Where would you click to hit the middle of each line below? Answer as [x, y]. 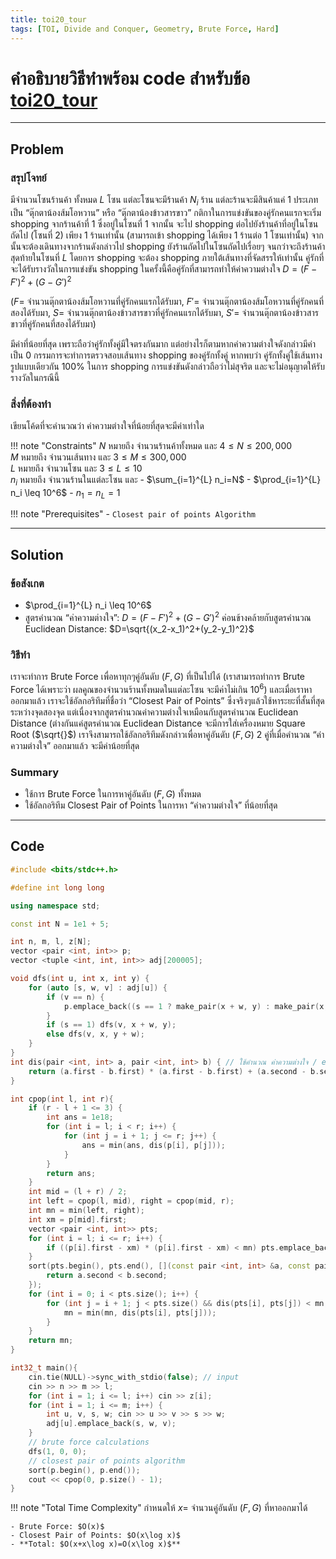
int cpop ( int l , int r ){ [62, 1099]
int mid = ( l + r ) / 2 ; [78, 1192]
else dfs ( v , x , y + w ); [95, 1034]
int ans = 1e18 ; [80, 1117]
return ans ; [71, 1173]
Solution [37, 554]
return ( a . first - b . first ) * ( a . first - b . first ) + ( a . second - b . [174, 1071]
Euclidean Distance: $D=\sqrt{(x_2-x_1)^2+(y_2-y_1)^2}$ [139, 628]
